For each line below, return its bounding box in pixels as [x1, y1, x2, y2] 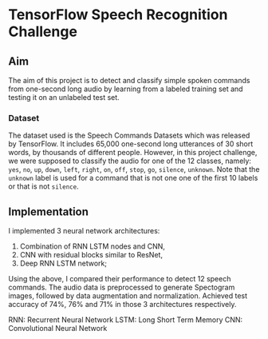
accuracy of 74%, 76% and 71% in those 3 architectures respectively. [8, 300, 237, 309]
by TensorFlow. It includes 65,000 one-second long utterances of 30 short [8, 139, 254, 149]
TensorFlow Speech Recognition [8, 6, 228, 24]
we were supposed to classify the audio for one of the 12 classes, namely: [8, 156, 251, 166]
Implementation [8, 205, 89, 218]
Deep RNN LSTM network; [19, 258, 108, 269]
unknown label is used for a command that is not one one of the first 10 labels [8, 173, 258, 183]
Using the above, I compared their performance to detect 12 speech [8, 274, 231, 284]
